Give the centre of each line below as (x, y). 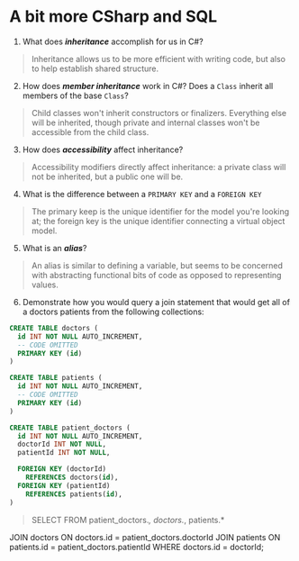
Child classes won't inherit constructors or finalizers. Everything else (159, 113)
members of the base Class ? (75, 95)
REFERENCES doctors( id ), (72, 478)
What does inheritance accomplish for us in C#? (113, 41)
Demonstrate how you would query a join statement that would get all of (156, 302)
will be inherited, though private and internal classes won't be (145, 122)
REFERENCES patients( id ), (74, 494)
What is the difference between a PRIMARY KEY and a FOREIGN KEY (142, 194)
